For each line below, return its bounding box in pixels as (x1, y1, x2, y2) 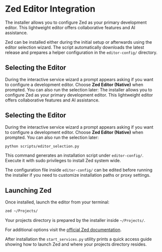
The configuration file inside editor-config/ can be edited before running (5, 167, 153, 173)
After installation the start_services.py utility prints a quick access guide (5, 236, 152, 242)
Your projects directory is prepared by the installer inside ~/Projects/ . (5, 218, 145, 223)
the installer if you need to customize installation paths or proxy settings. (5, 172, 151, 178)
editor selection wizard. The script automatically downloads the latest (5, 44, 144, 50)
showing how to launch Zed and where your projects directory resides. (5, 241, 147, 247)
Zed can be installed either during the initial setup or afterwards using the (5, 39, 152, 45)
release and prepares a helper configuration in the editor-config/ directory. (5, 50, 158, 55)
